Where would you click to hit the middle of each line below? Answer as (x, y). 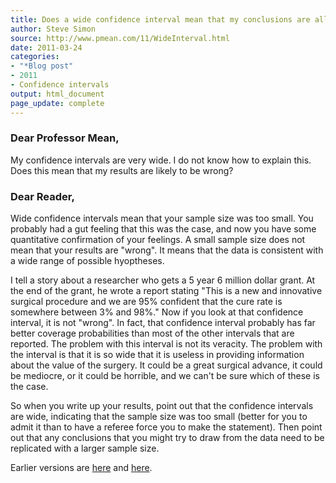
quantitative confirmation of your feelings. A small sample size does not (158, 240)
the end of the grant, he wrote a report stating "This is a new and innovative (166, 291)
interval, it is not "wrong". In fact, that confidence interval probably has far (163, 323)
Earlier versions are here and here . (81, 468)
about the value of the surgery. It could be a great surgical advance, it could (166, 365)
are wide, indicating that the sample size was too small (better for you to (159, 417)
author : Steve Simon (53, 29)
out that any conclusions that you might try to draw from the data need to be (167, 438)
